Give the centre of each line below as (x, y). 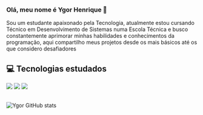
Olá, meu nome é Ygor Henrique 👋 (57, 10)
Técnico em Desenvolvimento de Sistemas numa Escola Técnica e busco (97, 29)
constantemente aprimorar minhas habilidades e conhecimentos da (90, 36)
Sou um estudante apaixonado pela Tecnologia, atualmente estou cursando (101, 23)
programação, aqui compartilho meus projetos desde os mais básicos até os (102, 43)
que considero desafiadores (42, 49)
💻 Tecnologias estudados (57, 68)
